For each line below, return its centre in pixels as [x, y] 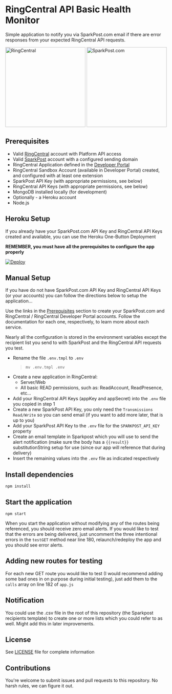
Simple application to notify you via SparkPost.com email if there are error [83, 34]
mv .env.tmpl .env [45, 367]
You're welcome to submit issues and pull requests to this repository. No [82, 680]
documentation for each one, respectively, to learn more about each [77, 322]
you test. [15, 348]
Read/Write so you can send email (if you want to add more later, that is [88, 415]
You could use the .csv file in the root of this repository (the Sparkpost [79, 613]
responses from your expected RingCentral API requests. [66, 40]
